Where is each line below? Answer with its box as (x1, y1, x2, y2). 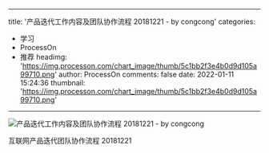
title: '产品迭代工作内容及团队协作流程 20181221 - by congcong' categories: (8, 17, 256, 26)
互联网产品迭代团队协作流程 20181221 (8, 136, 132, 145)
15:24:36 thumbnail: (19, 78, 86, 88)
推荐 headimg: (19, 53, 68, 61)
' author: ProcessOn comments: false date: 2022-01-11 (54, 69, 235, 79)
